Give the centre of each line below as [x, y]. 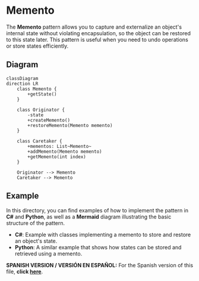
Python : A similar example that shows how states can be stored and [98, 247]
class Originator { [41, 110]
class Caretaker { [40, 141]
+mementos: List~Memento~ [60, 146]
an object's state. [36, 241]
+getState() [42, 94]
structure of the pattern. [36, 223]
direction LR [22, 84]
